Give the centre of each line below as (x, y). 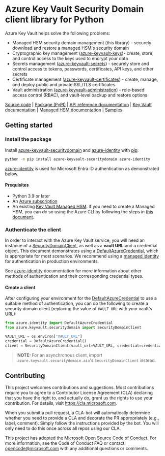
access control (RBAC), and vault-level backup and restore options (80, 95)
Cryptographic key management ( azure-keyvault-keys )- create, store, (83, 53)
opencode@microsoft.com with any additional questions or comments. (77, 449)
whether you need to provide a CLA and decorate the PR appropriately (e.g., (82, 418)
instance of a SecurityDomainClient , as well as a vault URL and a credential (81, 245)
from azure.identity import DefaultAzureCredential (59, 323)
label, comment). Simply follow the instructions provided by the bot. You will (82, 423)
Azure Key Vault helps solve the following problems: (58, 33)
